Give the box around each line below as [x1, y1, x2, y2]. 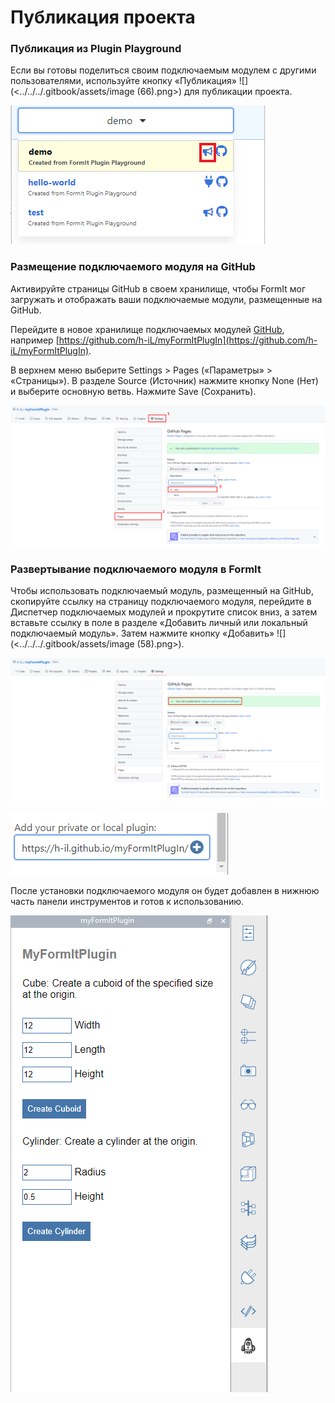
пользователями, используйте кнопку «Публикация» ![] [10, 75, 249, 87]
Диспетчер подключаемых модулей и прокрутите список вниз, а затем [10, 606, 318, 618]
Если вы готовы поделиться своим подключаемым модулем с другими [10, 64, 317, 76]
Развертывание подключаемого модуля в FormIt [10, 562, 262, 576]
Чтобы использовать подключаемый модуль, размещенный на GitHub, [10, 585, 314, 597]
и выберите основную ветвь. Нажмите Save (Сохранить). [10, 385, 257, 397]
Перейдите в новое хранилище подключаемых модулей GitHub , [10, 323, 285, 335]
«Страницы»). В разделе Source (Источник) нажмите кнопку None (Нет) [10, 374, 319, 386]
